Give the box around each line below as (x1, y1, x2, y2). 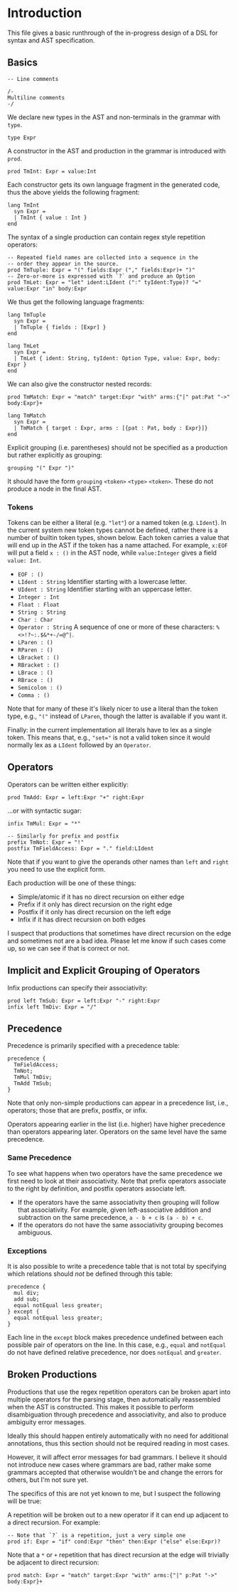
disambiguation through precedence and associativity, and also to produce (7, 1410, 227, 1419)
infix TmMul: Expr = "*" (7, 820, 81, 827)
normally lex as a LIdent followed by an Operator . (7, 741, 151, 749)
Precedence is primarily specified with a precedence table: (7, 1041, 180, 1050)
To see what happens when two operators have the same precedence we (7, 1169, 222, 1177)
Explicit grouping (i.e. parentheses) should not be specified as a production (7, 443, 228, 452)
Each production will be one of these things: (7, 879, 136, 887)
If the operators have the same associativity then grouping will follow (17, 1198, 220, 1206)
